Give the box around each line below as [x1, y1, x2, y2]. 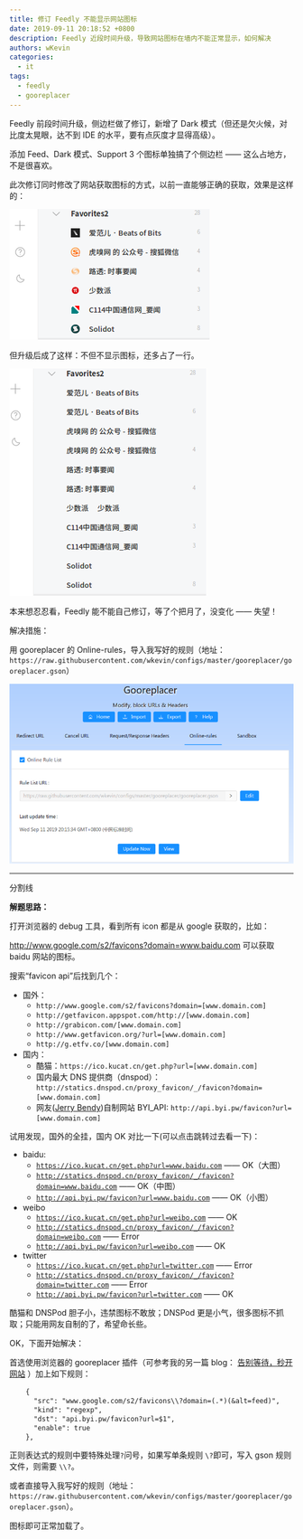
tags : [9, 72, 30, 81]
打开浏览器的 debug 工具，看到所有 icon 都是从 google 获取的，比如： [9, 921, 271, 931]
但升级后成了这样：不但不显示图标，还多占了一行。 [9, 349, 199, 361]
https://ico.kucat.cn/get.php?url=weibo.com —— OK [35, 1212, 238, 1223]
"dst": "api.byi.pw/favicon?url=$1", [32, 1415, 176, 1424]
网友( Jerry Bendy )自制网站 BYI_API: [35, 1102, 169, 1113]
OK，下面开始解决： [9, 1338, 85, 1349]
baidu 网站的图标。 [9, 951, 80, 962]
